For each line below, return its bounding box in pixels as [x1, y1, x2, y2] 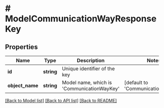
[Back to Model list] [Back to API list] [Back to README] [5, 98, 117, 103]
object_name [7, 82, 39, 89]
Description [77, 57, 105, 63]
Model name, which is [61, 79, 112, 86]
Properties [5, 43, 38, 51]
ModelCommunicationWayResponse [5, 13, 157, 24]
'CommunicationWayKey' [61, 85, 120, 92]
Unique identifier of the [61, 65, 115, 72]
